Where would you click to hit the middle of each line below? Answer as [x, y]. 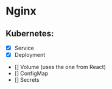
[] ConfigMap [31, 73]
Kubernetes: [30, 34]
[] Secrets [27, 80]
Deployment [30, 55]
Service [24, 48]
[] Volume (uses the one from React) [60, 67]
